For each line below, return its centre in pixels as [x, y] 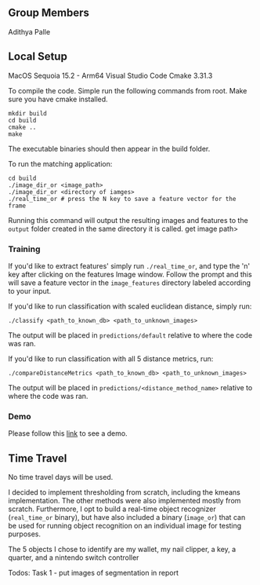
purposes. [25, 534]
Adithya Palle [29, 31]
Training [24, 249]
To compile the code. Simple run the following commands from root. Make [128, 90]
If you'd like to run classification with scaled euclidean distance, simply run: [130, 306]
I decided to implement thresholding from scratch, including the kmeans [124, 492]
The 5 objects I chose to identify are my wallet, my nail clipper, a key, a [122, 550]
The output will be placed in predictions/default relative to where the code [130, 335]
